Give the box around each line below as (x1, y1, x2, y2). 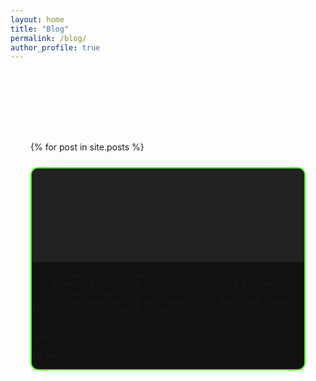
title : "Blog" (10, 24, 70, 34)
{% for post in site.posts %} (30, 141, 145, 153)
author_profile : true (10, 42, 101, 53)
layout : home (10, 14, 65, 25)
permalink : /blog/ (10, 33, 87, 43)
